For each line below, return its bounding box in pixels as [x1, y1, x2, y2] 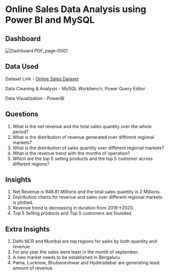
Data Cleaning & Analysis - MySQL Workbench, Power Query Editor [5, 85, 145, 91]
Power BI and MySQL [5, 14, 95, 26]
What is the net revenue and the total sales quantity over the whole [12, 123, 152, 129]
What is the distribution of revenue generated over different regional [12, 134, 155, 140]
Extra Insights [5, 225, 50, 233]
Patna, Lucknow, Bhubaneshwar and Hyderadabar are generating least [12, 260, 160, 266]
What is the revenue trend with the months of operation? [12, 150, 130, 156]
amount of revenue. [12, 265, 54, 271]
